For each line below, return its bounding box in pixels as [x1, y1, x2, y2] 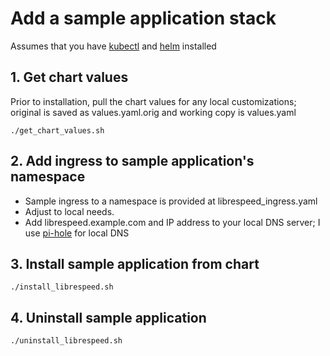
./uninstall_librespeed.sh [10, 336, 123, 346]
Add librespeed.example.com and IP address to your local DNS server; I [24, 216, 321, 228]
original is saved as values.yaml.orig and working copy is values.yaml [10, 106, 297, 118]
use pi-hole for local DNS [24, 227, 130, 239]
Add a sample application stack [10, 7, 277, 30]
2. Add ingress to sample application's [10, 153, 255, 170]
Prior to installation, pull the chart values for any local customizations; [10, 95, 297, 107]
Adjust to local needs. [24, 205, 115, 217]
